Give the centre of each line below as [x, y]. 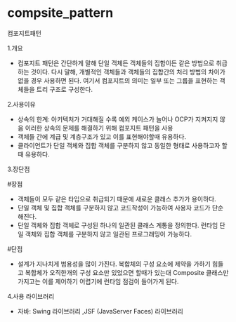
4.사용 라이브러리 [31, 296]
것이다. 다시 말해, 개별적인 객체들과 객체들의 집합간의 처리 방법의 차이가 [128, 72]
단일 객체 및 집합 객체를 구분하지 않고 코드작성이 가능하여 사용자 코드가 [114, 208]
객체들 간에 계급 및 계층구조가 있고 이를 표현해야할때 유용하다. [102, 136]
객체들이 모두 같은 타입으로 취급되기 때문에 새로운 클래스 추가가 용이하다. [117, 199]
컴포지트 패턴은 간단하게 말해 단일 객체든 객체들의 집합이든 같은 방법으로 [116, 63]
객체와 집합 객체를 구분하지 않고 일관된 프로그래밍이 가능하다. [108, 234]
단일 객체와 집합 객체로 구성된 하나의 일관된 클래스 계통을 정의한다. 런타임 [118, 225]
